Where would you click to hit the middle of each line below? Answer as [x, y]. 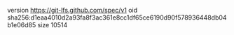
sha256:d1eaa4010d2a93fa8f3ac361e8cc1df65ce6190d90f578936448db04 [117, 17]
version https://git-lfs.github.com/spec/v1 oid [73, 10]
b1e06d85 [22, 25]
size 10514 [53, 25]
